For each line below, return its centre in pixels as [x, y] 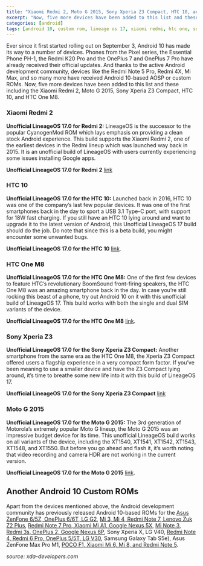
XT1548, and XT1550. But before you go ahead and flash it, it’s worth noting [100, 448]
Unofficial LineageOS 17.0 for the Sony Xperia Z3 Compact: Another [93, 350]
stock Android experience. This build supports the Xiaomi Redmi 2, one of [98, 139]
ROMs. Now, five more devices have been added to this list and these [93, 84]
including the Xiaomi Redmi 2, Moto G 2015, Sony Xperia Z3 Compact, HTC [100, 91]
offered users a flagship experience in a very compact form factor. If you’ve [101, 363]
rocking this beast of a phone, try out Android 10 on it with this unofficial [96, 297]
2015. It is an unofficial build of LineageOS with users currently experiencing [101, 151]
